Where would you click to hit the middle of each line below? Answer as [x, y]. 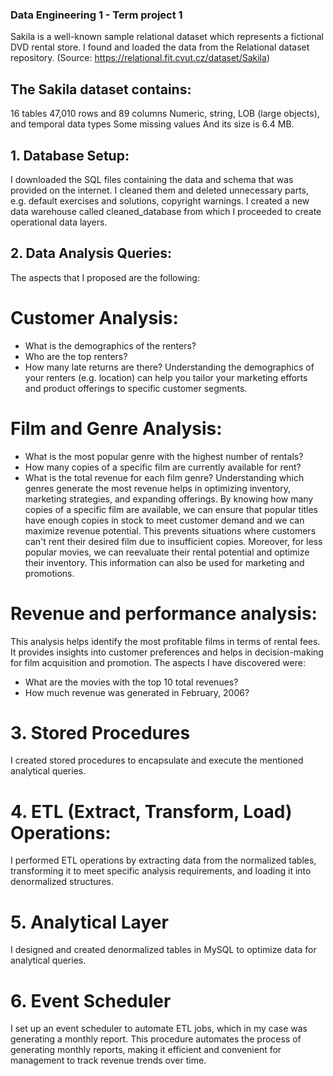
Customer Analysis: [94, 317]
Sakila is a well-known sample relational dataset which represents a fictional [167, 37]
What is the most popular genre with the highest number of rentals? [164, 456]
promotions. [49, 573]
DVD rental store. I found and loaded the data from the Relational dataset [160, 47]
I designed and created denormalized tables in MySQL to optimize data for [163, 950]
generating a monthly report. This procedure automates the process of [156, 1039]
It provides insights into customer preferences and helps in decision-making [167, 652]
